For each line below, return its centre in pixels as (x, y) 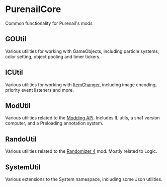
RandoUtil (21, 139)
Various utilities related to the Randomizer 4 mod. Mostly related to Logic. (81, 151)
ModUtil (18, 106)
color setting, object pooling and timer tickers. (53, 56)
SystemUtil (23, 167)
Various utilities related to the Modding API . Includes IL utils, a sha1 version (82, 118)
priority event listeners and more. (39, 90)
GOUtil (16, 39)
